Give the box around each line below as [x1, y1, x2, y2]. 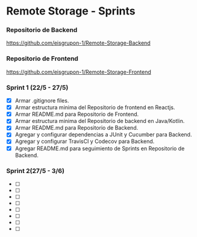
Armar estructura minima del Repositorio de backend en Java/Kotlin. [14, 118, 185, 125]
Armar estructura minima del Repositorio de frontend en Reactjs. [14, 104, 175, 111]
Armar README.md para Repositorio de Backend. [14, 124, 139, 131]
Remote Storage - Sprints [6, 4, 136, 18]
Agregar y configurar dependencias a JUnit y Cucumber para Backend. [14, 131, 192, 138]
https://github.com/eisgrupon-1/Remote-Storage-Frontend [6, 68, 152, 75]
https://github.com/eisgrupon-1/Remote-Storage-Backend [6, 39, 151, 46]
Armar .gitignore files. [14, 97, 69, 104]
